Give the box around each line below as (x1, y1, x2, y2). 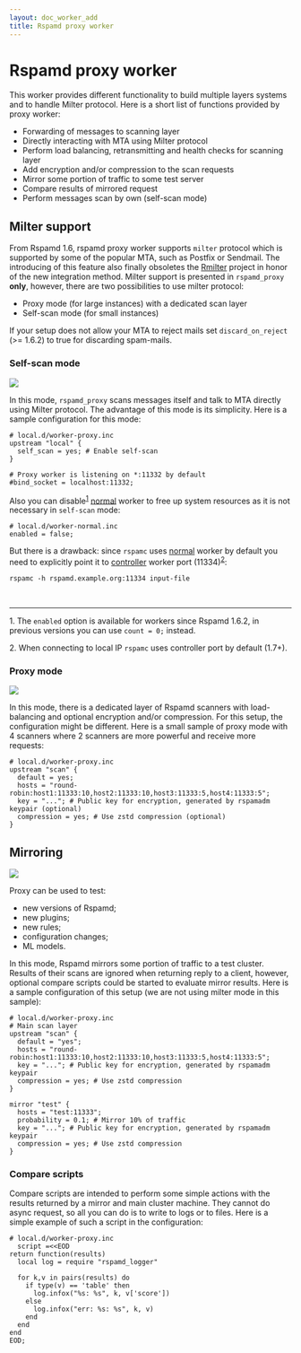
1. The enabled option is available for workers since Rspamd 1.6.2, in (9, 615, 260, 626)
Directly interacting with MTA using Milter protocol (21, 135, 209, 146)
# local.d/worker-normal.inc (9, 522, 118, 531)
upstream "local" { (9, 439, 82, 448)
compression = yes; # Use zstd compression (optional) (17, 813, 227, 822)
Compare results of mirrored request (21, 183, 159, 194)
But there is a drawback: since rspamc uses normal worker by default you (9, 546, 278, 556)
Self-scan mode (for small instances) (21, 308, 159, 319)
